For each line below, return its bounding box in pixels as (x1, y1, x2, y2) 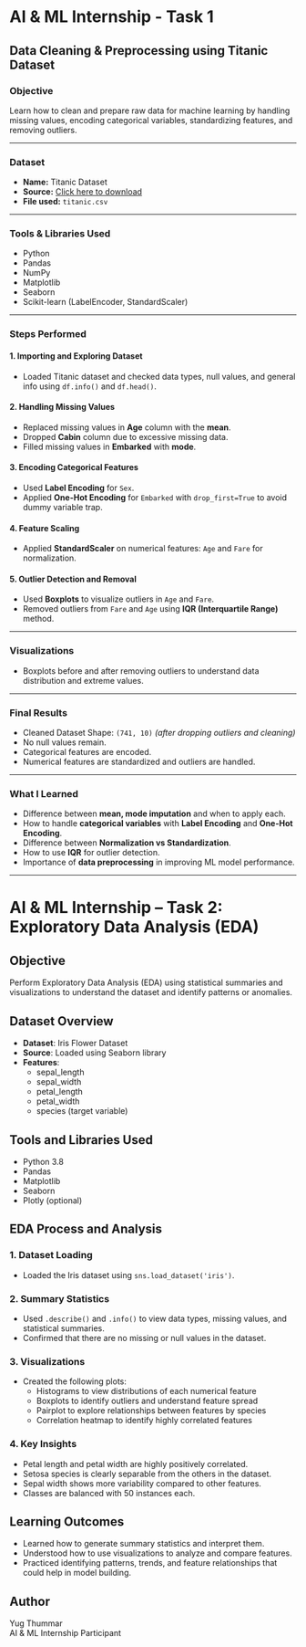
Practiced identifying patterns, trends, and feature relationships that (22, 1558, 278, 1568)
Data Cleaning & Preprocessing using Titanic (9, 43, 269, 58)
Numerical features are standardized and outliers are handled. (22, 756, 256, 767)
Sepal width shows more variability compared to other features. (22, 1477, 262, 1489)
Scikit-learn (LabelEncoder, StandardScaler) (22, 297, 189, 308)
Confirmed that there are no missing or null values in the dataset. (22, 1332, 267, 1343)
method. (22, 614, 55, 624)
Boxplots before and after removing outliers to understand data (22, 665, 260, 677)
